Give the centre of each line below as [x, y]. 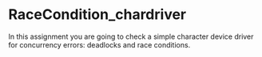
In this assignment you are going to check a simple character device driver [131, 36]
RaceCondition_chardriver [97, 15]
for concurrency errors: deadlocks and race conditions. [99, 44]
